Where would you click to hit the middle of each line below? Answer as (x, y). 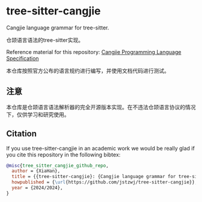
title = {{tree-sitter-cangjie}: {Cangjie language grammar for (94, 177)
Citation (22, 134)
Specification (23, 58)
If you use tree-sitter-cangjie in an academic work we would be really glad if (101, 148)
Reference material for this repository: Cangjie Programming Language (94, 52)
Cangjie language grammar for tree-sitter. (58, 28)
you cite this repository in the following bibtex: (63, 155)
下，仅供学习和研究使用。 (38, 114)
